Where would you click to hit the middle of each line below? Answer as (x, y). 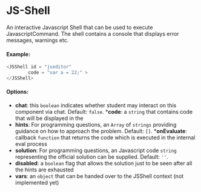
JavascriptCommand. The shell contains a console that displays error (93, 33)
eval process (31, 144)
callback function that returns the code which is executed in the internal (105, 137)
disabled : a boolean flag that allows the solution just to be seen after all (104, 163)
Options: (18, 92)
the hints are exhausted (44, 170)
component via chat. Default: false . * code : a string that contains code (104, 111)
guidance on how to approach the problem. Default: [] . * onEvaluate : (101, 131)
